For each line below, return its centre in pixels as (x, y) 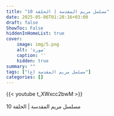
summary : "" (21, 66)
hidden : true (33, 61)
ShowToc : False (25, 28)
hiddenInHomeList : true (35, 34)
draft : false (22, 22)
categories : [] (25, 77)
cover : (14, 39)
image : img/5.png (38, 45)
